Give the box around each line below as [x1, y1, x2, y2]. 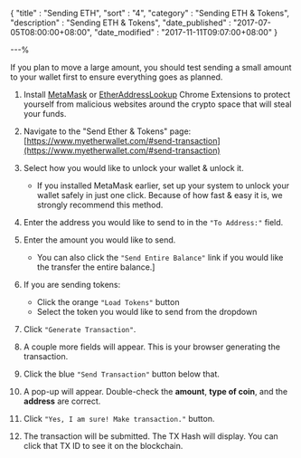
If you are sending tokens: [23, 280, 121, 290]
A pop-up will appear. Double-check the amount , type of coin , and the [23, 386, 288, 396]
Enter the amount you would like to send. [23, 234, 176, 245]
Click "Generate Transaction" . [23, 324, 136, 334]
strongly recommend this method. [36, 199, 164, 210]
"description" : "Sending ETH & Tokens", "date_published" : [10, 17, 231, 28]
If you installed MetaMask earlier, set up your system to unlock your [36, 180, 290, 191]
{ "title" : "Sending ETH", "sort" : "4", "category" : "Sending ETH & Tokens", [10, 8, 290, 18]
